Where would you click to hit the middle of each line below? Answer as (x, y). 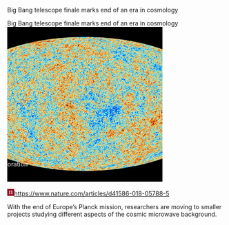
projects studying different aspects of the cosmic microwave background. (112, 214)
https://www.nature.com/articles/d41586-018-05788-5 (92, 193)
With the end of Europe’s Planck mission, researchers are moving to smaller (114, 207)
